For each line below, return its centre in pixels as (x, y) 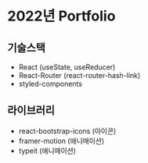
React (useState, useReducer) (67, 67)
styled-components (51, 84)
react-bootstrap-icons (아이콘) (67, 131)
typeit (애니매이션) (47, 150)
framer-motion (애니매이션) (61, 141)
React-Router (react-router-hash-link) (79, 75)
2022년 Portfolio (61, 16)
